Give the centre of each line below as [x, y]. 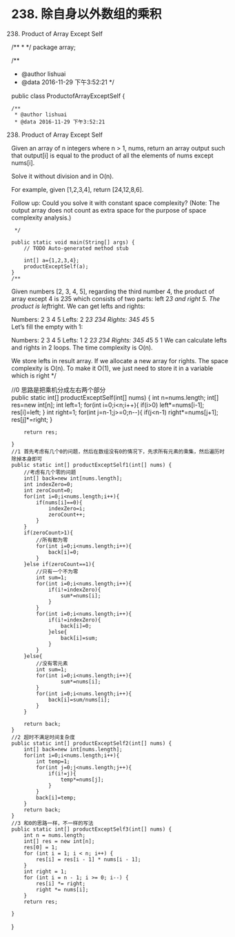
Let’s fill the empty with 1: [47, 327]
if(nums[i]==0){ [59, 502]
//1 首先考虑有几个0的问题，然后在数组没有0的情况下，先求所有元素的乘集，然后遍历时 [118, 452]
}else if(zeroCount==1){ [59, 564]
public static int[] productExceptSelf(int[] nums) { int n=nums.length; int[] [115, 397]
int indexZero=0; [49, 484]
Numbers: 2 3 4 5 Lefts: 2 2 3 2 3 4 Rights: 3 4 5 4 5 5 [83, 319]
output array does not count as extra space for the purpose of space [109, 210]
